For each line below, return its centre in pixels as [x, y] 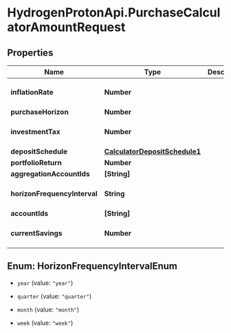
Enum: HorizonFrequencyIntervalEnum [92, 266]
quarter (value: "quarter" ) [54, 296]
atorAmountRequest [66, 27]
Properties [30, 53]
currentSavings [36, 233]
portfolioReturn [36, 163]
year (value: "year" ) [45, 283]
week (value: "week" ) [45, 323]
